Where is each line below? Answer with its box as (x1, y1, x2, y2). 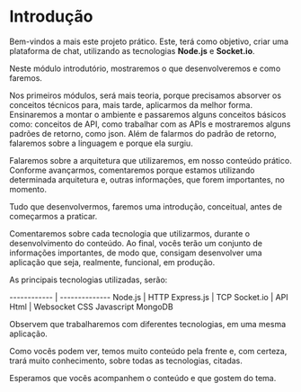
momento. (9, 183, 48, 194)
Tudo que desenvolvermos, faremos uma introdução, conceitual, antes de (9, 200, 283, 212)
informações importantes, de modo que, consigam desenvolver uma (9, 247, 262, 258)
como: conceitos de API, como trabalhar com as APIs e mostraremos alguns (9, 119, 291, 129)
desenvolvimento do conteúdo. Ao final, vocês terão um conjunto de (9, 237, 263, 248)
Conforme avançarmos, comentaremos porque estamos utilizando (9, 165, 255, 175)
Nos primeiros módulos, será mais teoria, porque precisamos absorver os (9, 90, 281, 101)
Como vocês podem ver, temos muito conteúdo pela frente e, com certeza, (9, 345, 288, 356)
